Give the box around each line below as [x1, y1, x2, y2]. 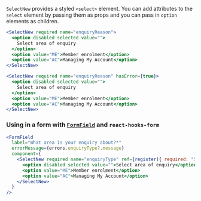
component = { [11, 151, 42, 157]
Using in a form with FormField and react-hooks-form [6, 120, 160, 129]
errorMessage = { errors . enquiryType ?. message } [11, 146, 124, 151]
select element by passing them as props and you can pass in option [6, 11, 178, 18]
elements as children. [6, 18, 59, 24]
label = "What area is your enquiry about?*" [11, 140, 121, 146]
